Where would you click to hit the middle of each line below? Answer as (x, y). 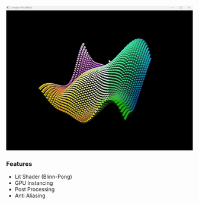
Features (19, 163)
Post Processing (35, 190)
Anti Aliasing (30, 195)
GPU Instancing (34, 183)
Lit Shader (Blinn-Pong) (43, 177)
